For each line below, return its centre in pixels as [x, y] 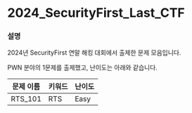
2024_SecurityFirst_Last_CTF [96, 13]
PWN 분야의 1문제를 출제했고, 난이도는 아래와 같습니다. [83, 67]
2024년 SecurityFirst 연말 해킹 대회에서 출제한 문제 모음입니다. [94, 53]
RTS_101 [26, 99]
